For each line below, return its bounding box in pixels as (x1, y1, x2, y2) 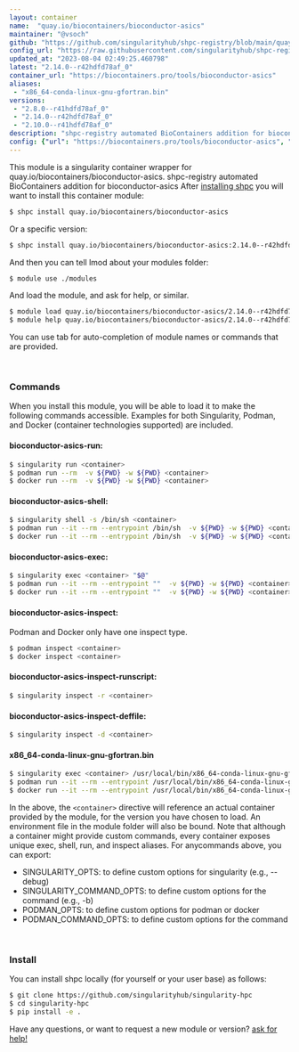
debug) (21, 876, 50, 886)
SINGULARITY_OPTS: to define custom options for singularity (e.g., (21, 866, 269, 877)
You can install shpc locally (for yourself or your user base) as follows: (9, 974, 267, 984)
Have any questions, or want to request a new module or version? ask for (9, 1023, 278, 1034)
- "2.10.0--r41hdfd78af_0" (12, 121, 114, 130)
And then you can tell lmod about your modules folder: (9, 257, 209, 267)
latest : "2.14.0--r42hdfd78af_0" (9, 63, 133, 72)
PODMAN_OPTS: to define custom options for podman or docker (21, 904, 260, 915)
